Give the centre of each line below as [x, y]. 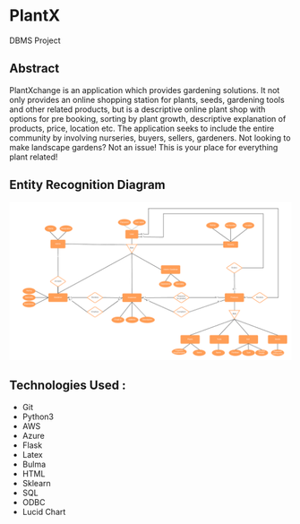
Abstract [34, 69]
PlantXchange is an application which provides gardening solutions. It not [145, 90]
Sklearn [36, 483]
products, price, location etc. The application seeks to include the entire [142, 128]
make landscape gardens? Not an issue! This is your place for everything [144, 147]
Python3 [38, 417]
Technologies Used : [68, 386]
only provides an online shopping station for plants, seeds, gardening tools [147, 99]
